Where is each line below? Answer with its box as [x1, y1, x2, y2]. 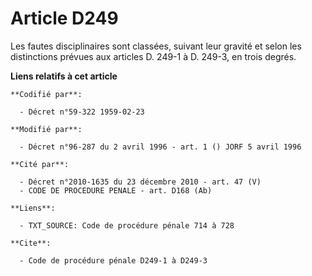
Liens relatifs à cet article [10, 70, 118, 82]
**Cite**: [10, 238, 52, 248]
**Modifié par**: [10, 124, 83, 134]
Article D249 [10, 7, 119, 30]
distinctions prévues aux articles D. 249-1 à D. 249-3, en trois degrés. [10, 50, 297, 62]
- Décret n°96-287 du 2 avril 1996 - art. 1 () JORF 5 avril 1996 [19, 142, 302, 152]
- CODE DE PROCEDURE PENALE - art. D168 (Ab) [19, 185, 213, 196]
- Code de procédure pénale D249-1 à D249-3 [19, 255, 208, 266]
